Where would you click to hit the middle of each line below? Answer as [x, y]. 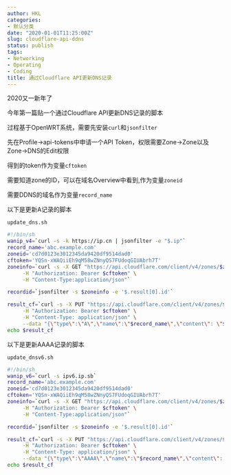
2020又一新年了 [30, 98]
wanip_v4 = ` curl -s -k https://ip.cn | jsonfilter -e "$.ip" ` [97, 241]
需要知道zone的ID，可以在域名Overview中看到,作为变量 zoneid [95, 180]
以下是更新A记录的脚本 [40, 210]
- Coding [20, 71]
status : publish [30, 46]
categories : [24, 20]
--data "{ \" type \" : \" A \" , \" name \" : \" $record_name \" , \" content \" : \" [123, 324]
